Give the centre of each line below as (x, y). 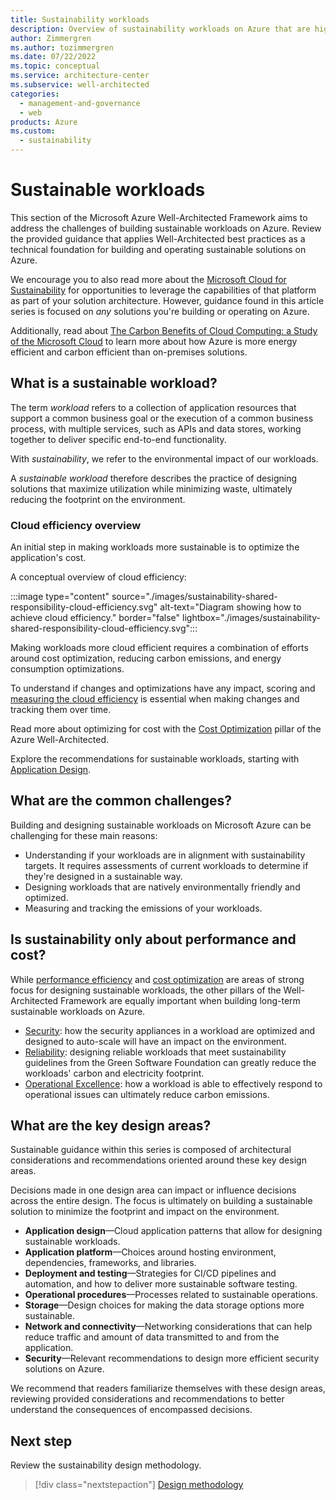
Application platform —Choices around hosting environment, (150, 1252)
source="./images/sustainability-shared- (194, 597)
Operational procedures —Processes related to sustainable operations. (171, 1295)
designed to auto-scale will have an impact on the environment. (155, 1041)
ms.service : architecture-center (80, 76)
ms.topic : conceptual (55, 66)
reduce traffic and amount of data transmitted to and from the (152, 1337)
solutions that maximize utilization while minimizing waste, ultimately (151, 488)
